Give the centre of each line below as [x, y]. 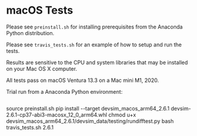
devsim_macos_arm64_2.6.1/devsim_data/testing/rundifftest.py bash [90, 121]
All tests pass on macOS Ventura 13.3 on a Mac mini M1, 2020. [83, 80]
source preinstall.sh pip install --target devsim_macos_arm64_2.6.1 [88, 108]
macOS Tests [40, 10]
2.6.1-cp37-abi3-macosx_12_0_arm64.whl [57, 115]
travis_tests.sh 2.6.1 [30, 127]
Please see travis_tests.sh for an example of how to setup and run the [94, 45]
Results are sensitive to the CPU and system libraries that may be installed [97, 62]
